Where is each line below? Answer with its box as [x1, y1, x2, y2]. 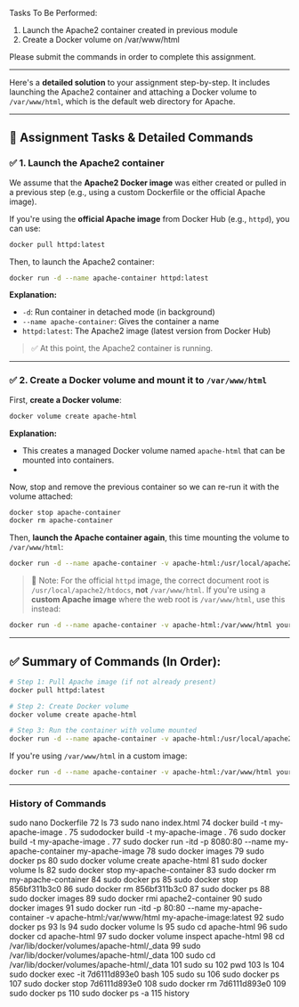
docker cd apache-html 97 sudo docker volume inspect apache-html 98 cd [9, 931, 285, 942]
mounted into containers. [21, 454, 115, 465]
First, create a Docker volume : [9, 394, 122, 405]
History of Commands [9, 797, 107, 809]
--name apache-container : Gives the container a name [21, 316, 220, 327]
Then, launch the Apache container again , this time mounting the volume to [9, 532, 290, 543]
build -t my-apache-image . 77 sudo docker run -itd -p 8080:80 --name [9, 837, 273, 847]
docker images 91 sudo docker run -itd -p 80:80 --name [9, 903, 215, 913]
